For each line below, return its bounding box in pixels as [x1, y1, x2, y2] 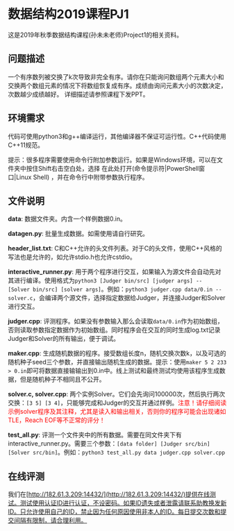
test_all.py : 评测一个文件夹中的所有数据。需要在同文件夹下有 [8, 431, 183, 439]
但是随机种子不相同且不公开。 [19, 376, 106, 384]
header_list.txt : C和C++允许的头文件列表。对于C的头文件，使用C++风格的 [8, 244, 223, 253]
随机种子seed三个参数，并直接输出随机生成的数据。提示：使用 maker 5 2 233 [8, 358, 227, 366]
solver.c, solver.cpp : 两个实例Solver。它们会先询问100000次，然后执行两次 [8, 390, 226, 398]
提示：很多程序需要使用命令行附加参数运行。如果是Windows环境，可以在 [8, 155, 217, 164]
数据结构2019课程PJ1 [8, 6, 129, 22]
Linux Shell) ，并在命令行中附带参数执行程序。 [15, 173, 149, 181]
